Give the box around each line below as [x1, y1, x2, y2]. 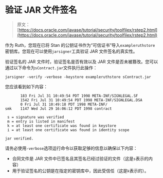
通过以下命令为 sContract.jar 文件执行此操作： [5, 64, 98, 71]
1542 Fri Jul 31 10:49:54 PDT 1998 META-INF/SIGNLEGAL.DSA [20, 98, 143, 102]
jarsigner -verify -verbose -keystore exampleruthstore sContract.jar [5, 74, 151, 79]
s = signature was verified [7, 115, 64, 119]
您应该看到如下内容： [5, 83, 48, 89]
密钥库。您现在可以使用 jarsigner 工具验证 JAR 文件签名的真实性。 [5, 48, 138, 54]
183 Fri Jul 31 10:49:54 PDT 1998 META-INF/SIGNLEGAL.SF [20, 93, 138, 98]
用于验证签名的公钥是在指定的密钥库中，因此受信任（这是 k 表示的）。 [12, 168, 149, 174]
